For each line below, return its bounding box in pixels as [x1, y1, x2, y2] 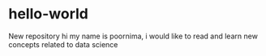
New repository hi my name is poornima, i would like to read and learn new [8, 31, 258, 41]
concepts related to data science [8, 39, 118, 49]
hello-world [8, 5, 89, 23]
